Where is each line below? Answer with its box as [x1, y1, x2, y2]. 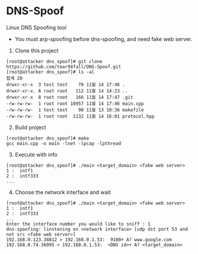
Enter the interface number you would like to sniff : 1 [6, 221, 151, 227]
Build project [14, 123, 47, 131]
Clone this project [14, 47, 58, 54]
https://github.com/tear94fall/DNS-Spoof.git [6, 64, 121, 70]
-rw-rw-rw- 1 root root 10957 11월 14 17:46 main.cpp [6, 100, 144, 107]
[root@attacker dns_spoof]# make [6, 135, 89, 141]
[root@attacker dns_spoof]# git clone [6, 58, 103, 64]
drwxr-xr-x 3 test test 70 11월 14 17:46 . [6, 82, 125, 88]
